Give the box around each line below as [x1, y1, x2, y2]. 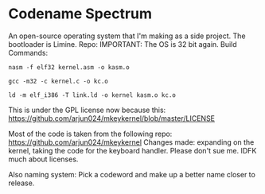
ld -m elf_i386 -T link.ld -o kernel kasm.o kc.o [8, 91, 177, 99]
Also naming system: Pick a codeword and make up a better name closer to [8, 169, 256, 179]
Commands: [8, 48, 49, 57]
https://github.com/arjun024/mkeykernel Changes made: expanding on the [8, 137, 255, 147]
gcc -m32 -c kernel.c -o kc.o [8, 77, 109, 85]
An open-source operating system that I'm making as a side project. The [8, 31, 246, 41]
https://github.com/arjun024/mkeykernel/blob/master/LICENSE [8, 113, 216, 123]
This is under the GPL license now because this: [8, 105, 166, 114]
